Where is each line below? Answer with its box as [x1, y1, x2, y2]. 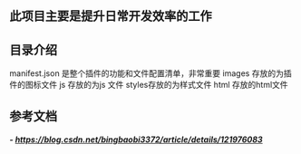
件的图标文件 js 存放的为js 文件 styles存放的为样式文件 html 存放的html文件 [9, 80, 288, 91]
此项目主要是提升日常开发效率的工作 [9, 8, 212, 24]
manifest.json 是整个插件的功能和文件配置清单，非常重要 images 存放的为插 [9, 68, 292, 79]
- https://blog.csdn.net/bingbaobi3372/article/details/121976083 [9, 134, 263, 145]
